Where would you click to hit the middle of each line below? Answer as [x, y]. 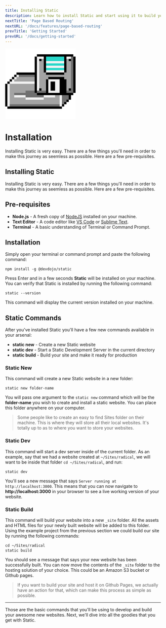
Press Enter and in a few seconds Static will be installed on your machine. [80, 278]
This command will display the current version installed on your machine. [80, 302]
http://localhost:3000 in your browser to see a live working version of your [82, 491]
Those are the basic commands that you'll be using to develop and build [79, 610]
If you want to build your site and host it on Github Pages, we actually [88, 585]
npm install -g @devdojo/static [38, 269]
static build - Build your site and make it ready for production [75, 355]
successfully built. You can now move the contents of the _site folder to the [83, 565]
